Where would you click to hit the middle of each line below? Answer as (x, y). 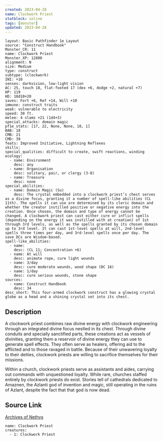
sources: (14, 280)
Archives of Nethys (24, 417)
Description (23, 312)
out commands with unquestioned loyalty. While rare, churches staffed (76, 374)
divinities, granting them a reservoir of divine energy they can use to (73, 339)
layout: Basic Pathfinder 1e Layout (42, 41)
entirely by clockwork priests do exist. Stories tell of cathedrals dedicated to (81, 379)
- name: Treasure (27, 178)
